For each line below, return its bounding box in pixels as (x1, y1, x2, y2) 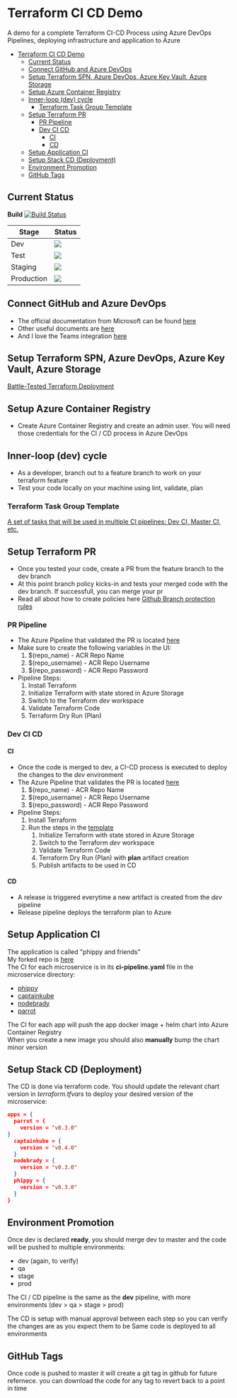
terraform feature (17, 476, 69, 484)
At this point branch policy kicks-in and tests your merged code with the (17, 580, 229, 588)
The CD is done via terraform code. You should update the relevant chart (7, 1082, 220, 1091)
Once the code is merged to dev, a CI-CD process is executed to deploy (17, 762, 228, 771)
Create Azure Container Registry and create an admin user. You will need (17, 421, 231, 430)
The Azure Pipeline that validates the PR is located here (17, 778, 180, 786)
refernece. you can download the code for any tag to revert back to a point (7, 1377, 225, 1385)
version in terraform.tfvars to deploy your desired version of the (7, 1090, 193, 1098)
